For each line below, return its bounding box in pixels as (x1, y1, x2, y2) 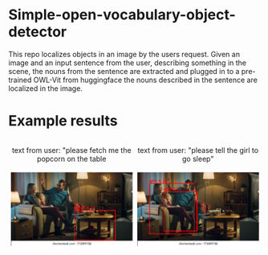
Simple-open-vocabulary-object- (8, 6, 237, 24)
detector (8, 23, 67, 41)
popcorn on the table (37, 154, 107, 163)
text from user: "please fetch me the (11, 145, 132, 154)
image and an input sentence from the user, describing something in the (8, 58, 247, 68)
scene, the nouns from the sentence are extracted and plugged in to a (8, 66, 240, 76)
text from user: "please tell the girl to (137, 145, 259, 154)
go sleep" (181, 154, 214, 163)
